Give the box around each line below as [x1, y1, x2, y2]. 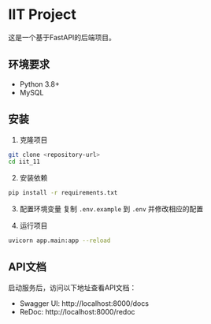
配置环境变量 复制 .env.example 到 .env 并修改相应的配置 [19, 204, 204, 214]
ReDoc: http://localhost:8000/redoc [19, 307, 135, 316]
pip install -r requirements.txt [8, 189, 118, 197]
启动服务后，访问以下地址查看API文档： [8, 282, 137, 292]
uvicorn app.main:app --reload [8, 236, 111, 245]
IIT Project [8, 6, 77, 24]
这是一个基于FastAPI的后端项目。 [8, 32, 117, 42]
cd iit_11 [8, 158, 41, 166]
